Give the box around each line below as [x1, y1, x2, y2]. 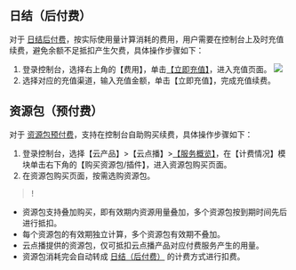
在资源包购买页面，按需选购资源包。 [21, 170, 156, 181]
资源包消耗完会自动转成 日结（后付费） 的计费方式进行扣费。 [21, 250, 245, 261]
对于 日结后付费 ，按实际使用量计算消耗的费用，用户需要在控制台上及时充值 [9, 34, 284, 45]
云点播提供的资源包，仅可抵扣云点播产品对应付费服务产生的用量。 [21, 240, 264, 250]
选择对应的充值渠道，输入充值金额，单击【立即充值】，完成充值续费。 [21, 75, 276, 86]
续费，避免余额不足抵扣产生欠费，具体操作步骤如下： [9, 45, 204, 55]
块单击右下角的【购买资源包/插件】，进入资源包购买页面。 [21, 159, 232, 169]
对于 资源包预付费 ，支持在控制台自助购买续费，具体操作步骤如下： [9, 128, 253, 140]
